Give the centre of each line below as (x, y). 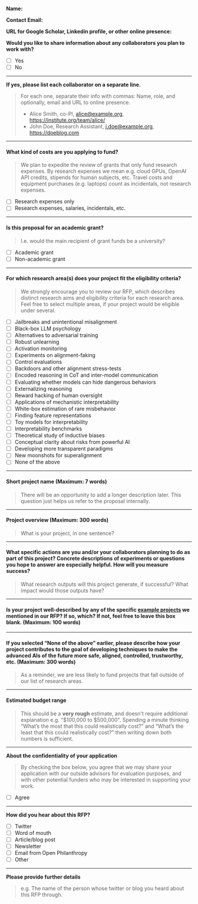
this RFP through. (42, 895)
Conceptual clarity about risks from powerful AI (72, 442)
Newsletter (28, 846)
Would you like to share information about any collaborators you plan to (95, 43)
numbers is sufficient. (47, 738)
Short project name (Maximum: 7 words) (57, 481)
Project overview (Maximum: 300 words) (57, 520)
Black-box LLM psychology (48, 329)
